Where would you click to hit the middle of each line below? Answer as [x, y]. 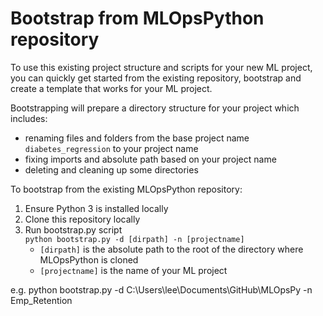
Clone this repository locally [82, 219]
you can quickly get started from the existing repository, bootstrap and [156, 78]
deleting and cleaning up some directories [111, 169]
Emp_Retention [41, 300]
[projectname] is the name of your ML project [133, 270]
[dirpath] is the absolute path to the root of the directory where [171, 249]
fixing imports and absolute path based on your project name [150, 159]
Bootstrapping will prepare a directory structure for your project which [155, 108]
